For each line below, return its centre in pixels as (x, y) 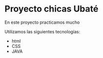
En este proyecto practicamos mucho (42, 22)
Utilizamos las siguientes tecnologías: (42, 31)
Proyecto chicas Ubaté (51, 9)
